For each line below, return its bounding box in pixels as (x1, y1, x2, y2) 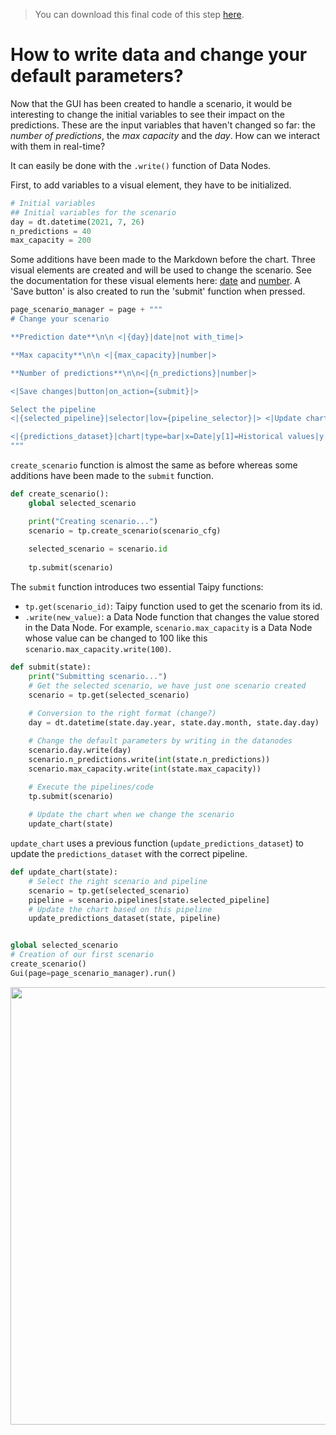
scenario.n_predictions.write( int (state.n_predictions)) (28, 754, 271, 764)
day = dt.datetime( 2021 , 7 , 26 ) (10, 217, 145, 227)
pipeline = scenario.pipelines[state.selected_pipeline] (28, 895, 271, 905)
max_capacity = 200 (10, 235, 92, 246)
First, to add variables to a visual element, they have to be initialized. (10, 179, 292, 191)
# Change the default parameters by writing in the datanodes (28, 736, 293, 746)
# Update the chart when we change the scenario (28, 810, 235, 820)
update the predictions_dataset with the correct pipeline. (10, 848, 248, 860)
